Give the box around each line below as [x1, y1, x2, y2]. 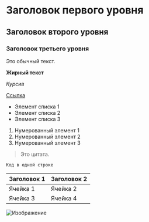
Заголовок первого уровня [6, 4, 144, 17]
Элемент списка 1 [14, 103, 60, 110]
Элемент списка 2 [14, 109, 61, 116]
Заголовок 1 [9, 175, 46, 183]
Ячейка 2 [50, 185, 77, 193]
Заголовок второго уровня [6, 27, 109, 37]
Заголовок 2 [50, 175, 88, 183]
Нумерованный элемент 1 [14, 127, 80, 134]
